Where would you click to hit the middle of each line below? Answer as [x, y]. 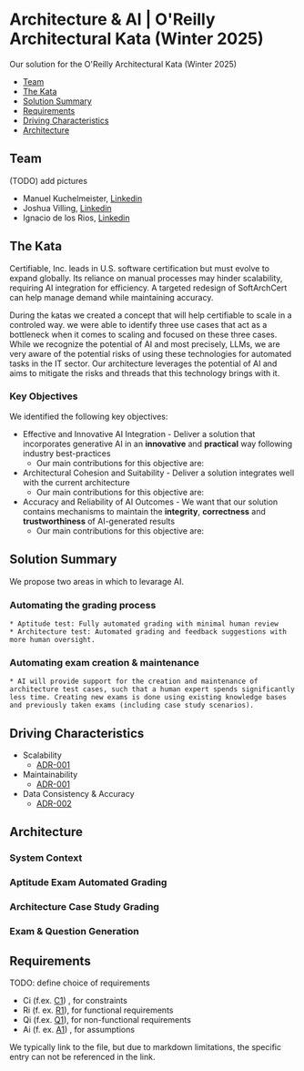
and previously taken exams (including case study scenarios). [132, 706]
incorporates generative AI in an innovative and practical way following [157, 444]
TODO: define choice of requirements [80, 983]
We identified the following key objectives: [89, 416]
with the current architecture [76, 482]
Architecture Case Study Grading [84, 907]
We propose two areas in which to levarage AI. [97, 581]
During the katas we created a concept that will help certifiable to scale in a [151, 315]
